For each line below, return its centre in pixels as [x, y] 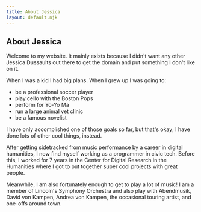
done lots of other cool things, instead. [54, 136]
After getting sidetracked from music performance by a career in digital [94, 147]
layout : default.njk [32, 17]
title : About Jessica [33, 12]
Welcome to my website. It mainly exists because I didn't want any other [96, 56]
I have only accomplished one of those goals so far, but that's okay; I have [98, 129]
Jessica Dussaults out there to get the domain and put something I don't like [101, 62]
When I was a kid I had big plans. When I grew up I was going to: [86, 80]
